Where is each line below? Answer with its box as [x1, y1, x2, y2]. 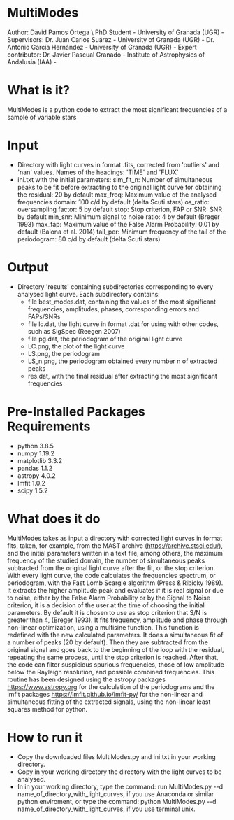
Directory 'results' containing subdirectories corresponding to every [17, 282, 214, 291]
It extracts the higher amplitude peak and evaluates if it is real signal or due [7, 586, 224, 594]
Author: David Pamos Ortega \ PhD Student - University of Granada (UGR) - [7, 28, 225, 36]
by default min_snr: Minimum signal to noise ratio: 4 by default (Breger [17, 212, 220, 221]
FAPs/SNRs [27, 312, 61, 320]
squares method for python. [7, 705, 88, 713]
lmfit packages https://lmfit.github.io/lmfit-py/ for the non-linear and [7, 690, 203, 698]
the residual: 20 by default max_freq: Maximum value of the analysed [17, 190, 217, 199]
